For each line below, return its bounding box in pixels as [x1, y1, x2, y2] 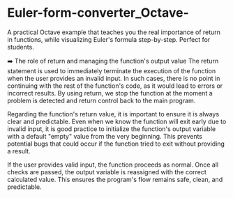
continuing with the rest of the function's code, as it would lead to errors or [7, 82, 223, 90]
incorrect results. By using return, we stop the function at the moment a [7, 89, 213, 97]
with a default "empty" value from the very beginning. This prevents [7, 132, 203, 140]
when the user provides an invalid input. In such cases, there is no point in [7, 74, 220, 82]
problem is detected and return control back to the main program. [7, 96, 196, 105]
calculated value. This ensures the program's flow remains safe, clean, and [7, 175, 223, 183]
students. [7, 43, 35, 51]
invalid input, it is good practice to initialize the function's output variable [7, 124, 216, 133]
